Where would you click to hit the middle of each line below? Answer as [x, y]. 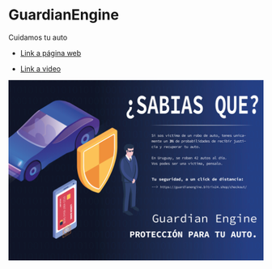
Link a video [40, 68]
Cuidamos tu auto [38, 37]
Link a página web [51, 53]
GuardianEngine [64, 15]
